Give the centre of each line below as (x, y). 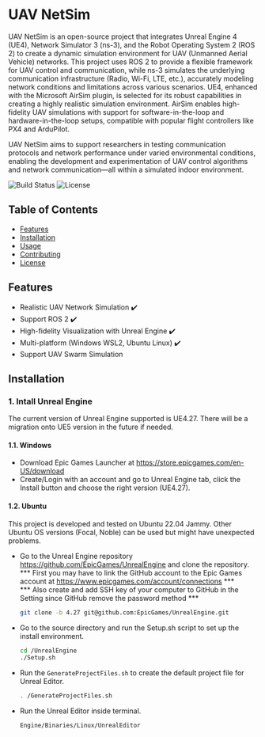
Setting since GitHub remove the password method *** (109, 598)
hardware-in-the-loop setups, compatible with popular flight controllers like (131, 120)
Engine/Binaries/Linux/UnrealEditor (80, 726)
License (32, 262)
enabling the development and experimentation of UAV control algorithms (128, 161)
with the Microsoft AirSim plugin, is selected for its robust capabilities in (125, 95)
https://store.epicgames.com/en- (190, 463)
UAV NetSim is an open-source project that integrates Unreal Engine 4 (123, 36)
